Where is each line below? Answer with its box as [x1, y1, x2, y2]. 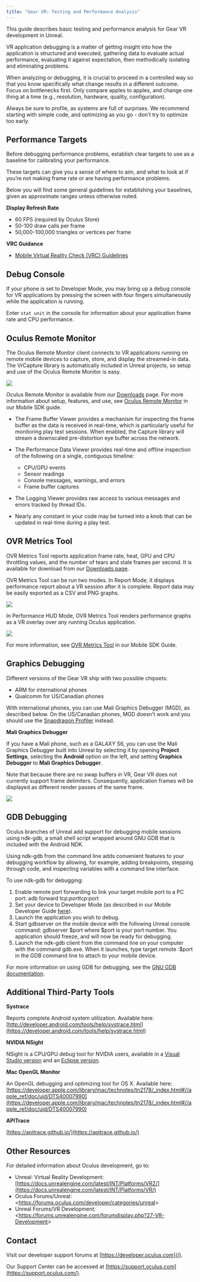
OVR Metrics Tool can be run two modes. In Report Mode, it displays [6, 576, 174, 584]
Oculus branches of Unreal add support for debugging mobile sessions [6, 828, 181, 835]
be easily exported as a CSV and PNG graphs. [6, 589, 119, 596]
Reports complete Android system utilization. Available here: [6, 1014, 154, 1022]
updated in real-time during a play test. [14, 519, 111, 526]
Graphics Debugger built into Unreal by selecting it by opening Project [6, 746, 179, 753]
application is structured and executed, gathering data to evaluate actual [6, 49, 184, 57]
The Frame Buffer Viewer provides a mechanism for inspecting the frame [14, 416, 195, 423]
